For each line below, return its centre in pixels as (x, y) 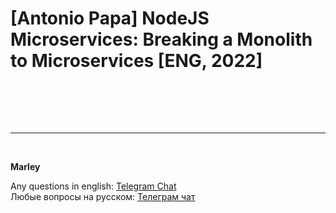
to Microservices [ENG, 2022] (136, 61)
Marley (25, 166)
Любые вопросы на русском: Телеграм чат (103, 196)
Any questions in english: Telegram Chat (93, 186)
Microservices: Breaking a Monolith (161, 39)
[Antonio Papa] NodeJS (110, 18)
